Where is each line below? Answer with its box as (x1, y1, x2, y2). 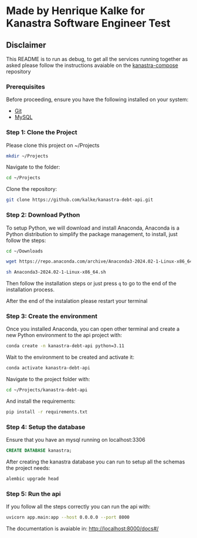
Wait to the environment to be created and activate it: (6, 354, 135, 361)
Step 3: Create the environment (6, 312, 98, 321)
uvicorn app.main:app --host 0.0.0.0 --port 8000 (6, 515, 130, 520)
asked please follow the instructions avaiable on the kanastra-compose (6, 62, 179, 69)
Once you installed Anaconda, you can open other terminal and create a (6, 325, 180, 332)
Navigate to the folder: (6, 163, 60, 171)
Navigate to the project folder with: (6, 376, 90, 383)
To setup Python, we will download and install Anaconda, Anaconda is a (6, 224, 180, 231)
